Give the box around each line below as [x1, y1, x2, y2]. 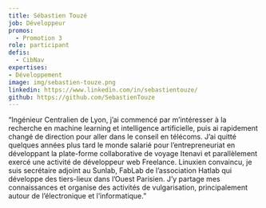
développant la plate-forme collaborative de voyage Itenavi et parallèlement [8, 149, 258, 159]
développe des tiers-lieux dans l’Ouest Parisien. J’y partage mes [8, 175, 221, 184]
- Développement [8, 71, 62, 79]
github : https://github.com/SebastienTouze [8, 93, 156, 101]
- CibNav [15, 57, 45, 65]
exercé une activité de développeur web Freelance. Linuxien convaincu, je [8, 157, 252, 167]
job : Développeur [8, 19, 66, 27]
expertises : [8, 64, 48, 72]
